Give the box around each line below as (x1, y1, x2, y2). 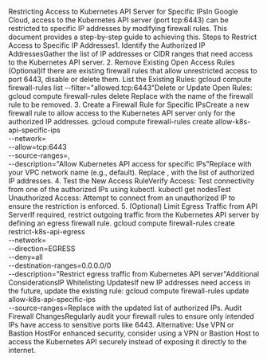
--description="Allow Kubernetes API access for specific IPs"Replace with (8, 159, 253, 168)
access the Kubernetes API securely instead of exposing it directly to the (8, 337, 247, 346)
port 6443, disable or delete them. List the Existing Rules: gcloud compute (8, 75, 253, 84)
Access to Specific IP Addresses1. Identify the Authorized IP (8, 41, 206, 50)
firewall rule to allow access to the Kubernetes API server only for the (8, 108, 236, 118)
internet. (8, 346, 36, 355)
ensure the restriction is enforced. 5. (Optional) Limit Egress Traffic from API (8, 202, 258, 210)
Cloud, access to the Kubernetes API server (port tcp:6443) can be (8, 15, 229, 25)
